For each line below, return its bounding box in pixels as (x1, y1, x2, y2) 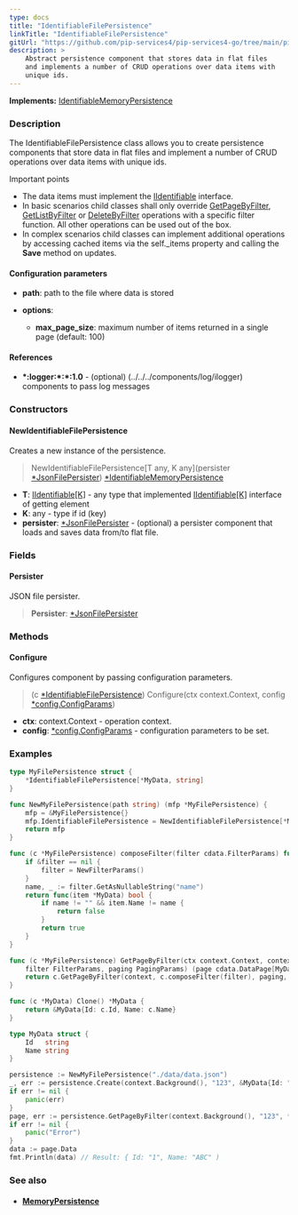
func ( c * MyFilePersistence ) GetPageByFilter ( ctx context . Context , (9, 956, 264, 965)
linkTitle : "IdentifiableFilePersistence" (9, 29, 169, 38)
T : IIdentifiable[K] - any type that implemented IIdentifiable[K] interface (21, 489, 282, 500)
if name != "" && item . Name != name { (41, 899, 184, 907)
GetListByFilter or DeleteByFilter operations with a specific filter (21, 210, 255, 220)
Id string (25, 1037, 69, 1047)
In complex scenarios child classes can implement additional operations (21, 228, 286, 240)
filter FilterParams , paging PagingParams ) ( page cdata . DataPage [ (25, 964, 276, 973)
